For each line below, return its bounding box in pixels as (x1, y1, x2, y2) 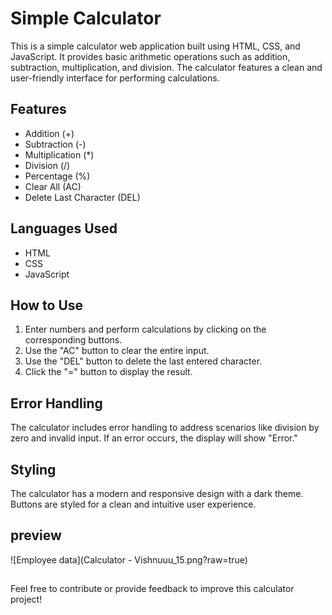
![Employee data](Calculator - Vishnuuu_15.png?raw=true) (10, 553, 248, 566)
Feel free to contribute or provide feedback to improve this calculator (10, 583, 295, 595)
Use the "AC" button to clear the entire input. (24, 345, 210, 357)
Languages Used (10, 220, 118, 237)
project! (10, 593, 43, 606)
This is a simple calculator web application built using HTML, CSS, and (10, 40, 301, 52)
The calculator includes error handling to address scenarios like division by (10, 422, 320, 434)
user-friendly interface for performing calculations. (10, 72, 220, 84)
